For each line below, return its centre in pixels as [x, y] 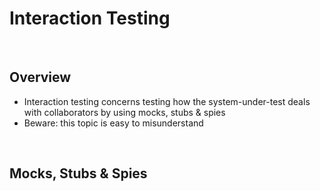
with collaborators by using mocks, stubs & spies [124, 112]
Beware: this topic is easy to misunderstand [113, 123]
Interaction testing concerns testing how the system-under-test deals [167, 101]
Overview [40, 77]
